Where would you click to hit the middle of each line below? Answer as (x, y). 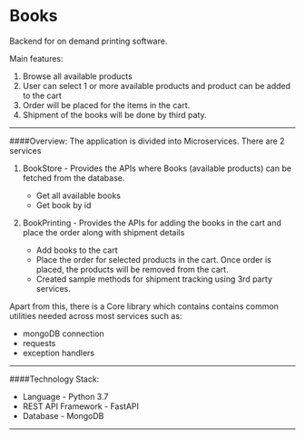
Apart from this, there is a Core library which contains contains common (144, 306)
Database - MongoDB (63, 415)
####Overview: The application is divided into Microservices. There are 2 (147, 141)
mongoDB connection (63, 334)
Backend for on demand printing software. (89, 41)
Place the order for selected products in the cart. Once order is (154, 259)
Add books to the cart (77, 250)
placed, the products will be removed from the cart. (132, 269)
